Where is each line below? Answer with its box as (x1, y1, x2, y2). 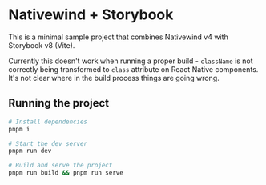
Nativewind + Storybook (8, 6, 174, 24)
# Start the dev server (8, 139, 88, 147)
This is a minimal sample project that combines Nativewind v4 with (8, 32, 228, 42)
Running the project (8, 96, 110, 110)
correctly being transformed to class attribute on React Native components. (8, 64, 259, 74)
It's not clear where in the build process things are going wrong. (8, 73, 220, 82)
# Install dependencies (8, 118, 88, 126)
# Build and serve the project (8, 162, 113, 170)
